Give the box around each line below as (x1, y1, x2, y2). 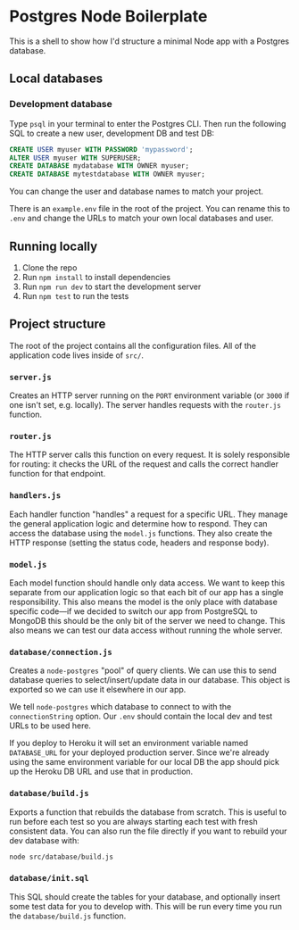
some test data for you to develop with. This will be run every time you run (9, 901, 283, 911)
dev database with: (9, 835, 80, 845)
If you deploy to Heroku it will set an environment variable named (9, 738, 248, 749)
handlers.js (9, 491, 62, 501)
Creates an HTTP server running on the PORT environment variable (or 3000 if (9, 390, 290, 401)
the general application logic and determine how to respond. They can (9, 518, 268, 528)
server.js (9, 372, 52, 382)
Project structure (9, 317, 106, 332)
